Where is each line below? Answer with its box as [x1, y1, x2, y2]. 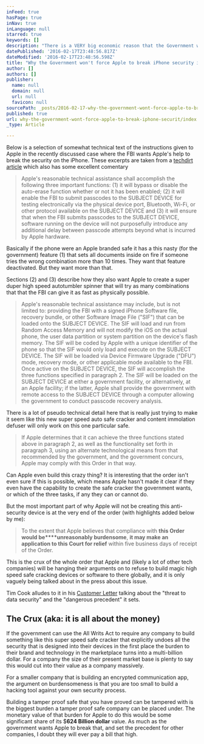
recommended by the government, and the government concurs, [21, 453, 184, 460]
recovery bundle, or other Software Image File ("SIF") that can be [21, 313, 185, 321]
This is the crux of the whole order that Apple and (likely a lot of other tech [6, 558, 193, 565]
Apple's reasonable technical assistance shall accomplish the [21, 175, 175, 182]
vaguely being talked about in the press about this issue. [6, 578, 148, 585]
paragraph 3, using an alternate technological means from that [21, 447, 178, 454]
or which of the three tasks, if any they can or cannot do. [6, 491, 149, 498]
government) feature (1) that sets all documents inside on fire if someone [6, 251, 189, 259]
